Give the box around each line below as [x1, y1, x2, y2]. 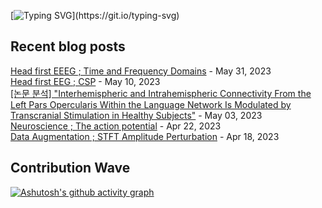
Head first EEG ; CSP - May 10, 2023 [10, 75, 161, 87]
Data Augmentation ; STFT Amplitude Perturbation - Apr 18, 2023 [10, 130, 280, 142]
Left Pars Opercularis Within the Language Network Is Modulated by [10, 98, 292, 110]
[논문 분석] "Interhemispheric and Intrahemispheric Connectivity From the [10, 87, 312, 99]
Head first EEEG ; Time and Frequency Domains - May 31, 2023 [10, 65, 272, 77]
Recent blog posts [10, 38, 126, 55]
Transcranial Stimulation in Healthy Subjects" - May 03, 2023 [10, 109, 263, 121]
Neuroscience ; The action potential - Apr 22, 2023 [10, 120, 222, 132]
